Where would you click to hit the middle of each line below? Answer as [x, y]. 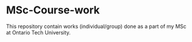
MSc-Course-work [53, 10]
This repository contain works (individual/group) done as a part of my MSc [96, 26]
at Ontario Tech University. [38, 32]
